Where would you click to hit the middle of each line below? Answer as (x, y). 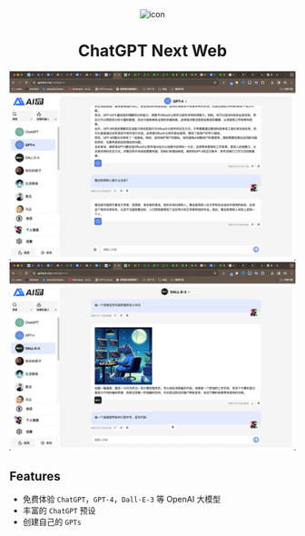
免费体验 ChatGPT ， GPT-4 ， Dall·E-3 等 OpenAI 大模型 (121, 500)
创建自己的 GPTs (52, 522)
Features (35, 476)
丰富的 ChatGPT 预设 (59, 511)
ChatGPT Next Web (152, 51)
